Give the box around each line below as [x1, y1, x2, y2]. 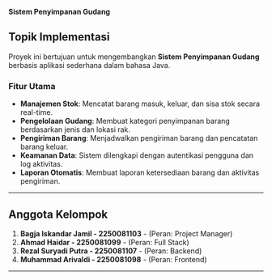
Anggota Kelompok [8, 207, 108, 221]
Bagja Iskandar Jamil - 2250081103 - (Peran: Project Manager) [19, 228, 233, 238]
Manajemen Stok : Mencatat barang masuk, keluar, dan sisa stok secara [19, 99, 261, 108]
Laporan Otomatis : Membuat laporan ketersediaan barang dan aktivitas [19, 168, 260, 177]
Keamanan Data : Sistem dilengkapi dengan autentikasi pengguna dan [19, 151, 253, 160]
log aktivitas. [19, 159, 63, 169]
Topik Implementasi [8, 30, 111, 44]
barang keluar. [19, 142, 69, 152]
